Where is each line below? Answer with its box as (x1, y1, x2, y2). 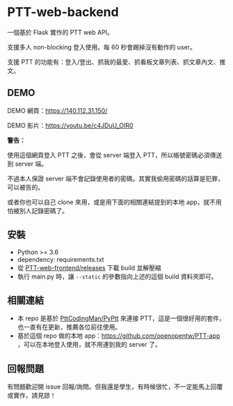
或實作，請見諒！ (7, 391, 56, 400)
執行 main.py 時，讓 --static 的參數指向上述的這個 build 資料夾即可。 (17, 272, 218, 281)
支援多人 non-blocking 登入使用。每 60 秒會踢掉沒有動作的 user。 (7, 42, 196, 51)
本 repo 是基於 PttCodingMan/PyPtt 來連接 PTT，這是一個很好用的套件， (17, 314, 226, 322)
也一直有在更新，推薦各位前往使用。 (17, 323, 122, 331)
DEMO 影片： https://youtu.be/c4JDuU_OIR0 (7, 121, 134, 130)
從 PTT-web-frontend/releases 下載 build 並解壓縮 (17, 263, 161, 272)
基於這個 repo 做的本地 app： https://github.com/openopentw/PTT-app (17, 331, 220, 340)
